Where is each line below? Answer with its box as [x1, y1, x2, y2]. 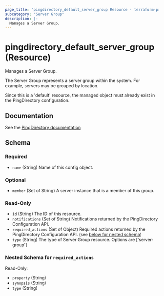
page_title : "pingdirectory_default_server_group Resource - [5, 7, 132, 12]
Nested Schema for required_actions [5, 254, 94, 261]
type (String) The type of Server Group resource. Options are [12, 237, 135, 243]
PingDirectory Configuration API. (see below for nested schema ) [12, 232, 142, 237]
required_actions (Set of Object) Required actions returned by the [12, 226, 145, 232]
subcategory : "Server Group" [5, 12, 64, 17]
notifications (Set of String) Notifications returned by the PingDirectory [12, 216, 158, 222]
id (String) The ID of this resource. [12, 211, 82, 217]
